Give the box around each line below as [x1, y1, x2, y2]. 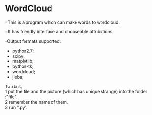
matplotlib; [12, 58, 34, 64]
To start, [5, 83, 22, 89]
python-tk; [12, 63, 34, 69]
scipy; [12, 53, 25, 59]
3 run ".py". [5, 104, 28, 110]
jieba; [12, 74, 24, 80]
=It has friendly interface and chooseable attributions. [5, 29, 114, 34]
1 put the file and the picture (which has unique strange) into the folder [5, 88, 148, 94]
